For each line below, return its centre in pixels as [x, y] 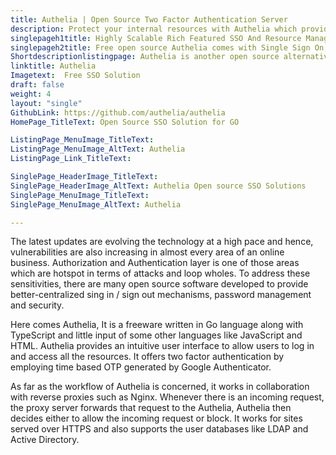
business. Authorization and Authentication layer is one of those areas [155, 263]
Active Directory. [45, 440]
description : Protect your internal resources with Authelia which [154, 29]
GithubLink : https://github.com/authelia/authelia [118, 112]
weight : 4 [31, 94]
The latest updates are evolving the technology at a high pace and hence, [162, 242]
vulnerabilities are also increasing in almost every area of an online [147, 252]
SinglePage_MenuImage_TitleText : [80, 195]
